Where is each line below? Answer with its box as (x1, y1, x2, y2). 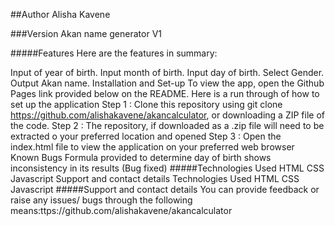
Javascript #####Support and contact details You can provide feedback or (10, 184, 320, 195)
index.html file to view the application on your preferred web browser (10, 141, 295, 153)
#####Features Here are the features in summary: (10, 47, 218, 59)
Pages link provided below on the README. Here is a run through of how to (10, 88, 320, 99)
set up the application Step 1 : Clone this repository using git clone (10, 99, 283, 110)
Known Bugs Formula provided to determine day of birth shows (10, 152, 272, 163)
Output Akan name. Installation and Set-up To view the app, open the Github (10, 77, 325, 89)
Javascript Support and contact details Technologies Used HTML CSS (10, 173, 300, 184)
